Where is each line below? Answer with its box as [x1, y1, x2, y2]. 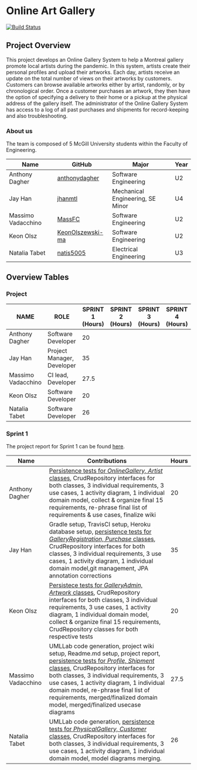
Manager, [47, 354, 74, 362]
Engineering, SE [112, 195, 157, 203]
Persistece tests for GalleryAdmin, [49, 581, 143, 589]
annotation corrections [49, 572, 112, 580]
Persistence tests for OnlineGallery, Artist [49, 467, 163, 475]
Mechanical [112, 187, 145, 195]
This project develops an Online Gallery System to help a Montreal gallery [6, 56, 184, 63]
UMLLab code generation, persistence [49, 718, 155, 726]
